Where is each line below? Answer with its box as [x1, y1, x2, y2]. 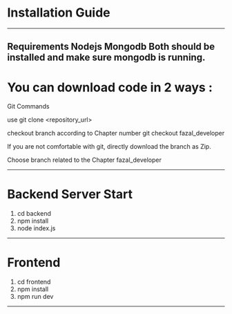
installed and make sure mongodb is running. [7, 52, 206, 64]
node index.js [17, 224, 56, 232]
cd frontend [17, 278, 51, 286]
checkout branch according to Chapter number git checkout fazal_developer [7, 129, 225, 138]
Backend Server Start [7, 187, 133, 202]
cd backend [17, 210, 52, 218]
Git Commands [7, 102, 50, 111]
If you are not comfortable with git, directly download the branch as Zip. [7, 142, 212, 151]
